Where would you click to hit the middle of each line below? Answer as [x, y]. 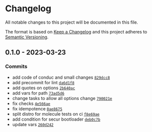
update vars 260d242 [33, 124]
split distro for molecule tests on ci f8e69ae [56, 114]
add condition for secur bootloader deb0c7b [56, 119]
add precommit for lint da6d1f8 [43, 82]
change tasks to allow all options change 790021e [62, 98]
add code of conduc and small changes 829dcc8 [61, 77]
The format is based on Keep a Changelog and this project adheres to [76, 32]
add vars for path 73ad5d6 [38, 93]
